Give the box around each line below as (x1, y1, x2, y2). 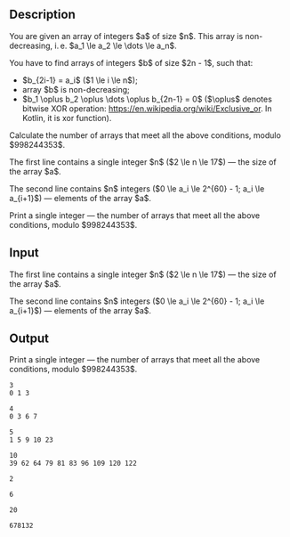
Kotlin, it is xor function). (21, 112, 112, 123)
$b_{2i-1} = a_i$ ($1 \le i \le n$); (21, 75, 138, 85)
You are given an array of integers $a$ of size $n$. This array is (9, 30, 244, 41)
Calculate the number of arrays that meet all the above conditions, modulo (9, 129, 282, 141)
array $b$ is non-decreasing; (21, 84, 131, 94)
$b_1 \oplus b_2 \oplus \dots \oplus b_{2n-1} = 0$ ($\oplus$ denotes (21, 94, 273, 104)
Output (9, 331, 49, 346)
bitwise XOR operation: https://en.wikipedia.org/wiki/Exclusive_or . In (21, 102, 273, 114)
